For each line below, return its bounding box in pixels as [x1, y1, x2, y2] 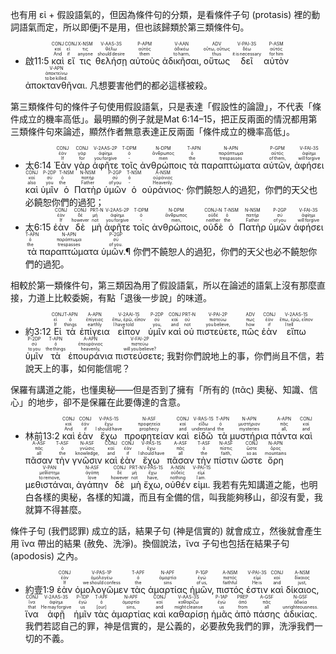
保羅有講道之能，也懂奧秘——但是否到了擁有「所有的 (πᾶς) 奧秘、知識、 [10, 384, 310, 395]
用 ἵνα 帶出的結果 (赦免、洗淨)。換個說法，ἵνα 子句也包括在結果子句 [10, 538, 290, 549]
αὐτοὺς [129, 55, 160, 67]
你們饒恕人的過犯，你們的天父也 [186, 184, 318, 195]
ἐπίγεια [79, 326, 110, 337]
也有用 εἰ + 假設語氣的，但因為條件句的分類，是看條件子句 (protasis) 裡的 [10, 9, 312, 20]
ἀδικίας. [282, 608, 319, 620]
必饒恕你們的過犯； [24, 196, 105, 208]
